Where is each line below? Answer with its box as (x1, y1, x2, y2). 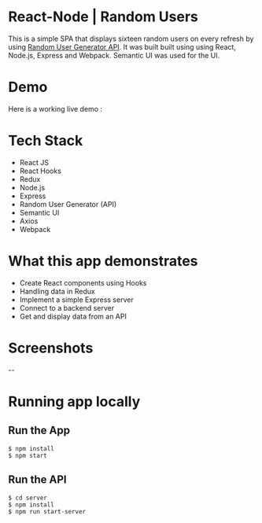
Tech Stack (8, 132, 83, 149)
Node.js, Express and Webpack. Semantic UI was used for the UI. (8, 50, 220, 60)
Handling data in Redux (19, 286, 96, 296)
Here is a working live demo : (8, 104, 103, 113)
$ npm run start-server (8, 507, 87, 515)
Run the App (8, 424, 71, 437)
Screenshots (8, 339, 94, 357)
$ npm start (8, 451, 47, 459)
